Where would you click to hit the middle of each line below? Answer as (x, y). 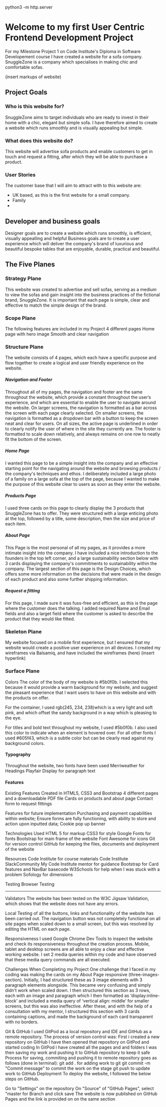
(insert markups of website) (33, 77)
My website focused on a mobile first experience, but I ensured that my (78, 642)
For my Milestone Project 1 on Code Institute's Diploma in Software (73, 51)
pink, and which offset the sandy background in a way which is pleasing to (81, 712)
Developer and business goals (53, 221)
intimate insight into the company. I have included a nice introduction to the (82, 553)
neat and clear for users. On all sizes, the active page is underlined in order (82, 423)
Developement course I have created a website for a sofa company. (74, 56)
